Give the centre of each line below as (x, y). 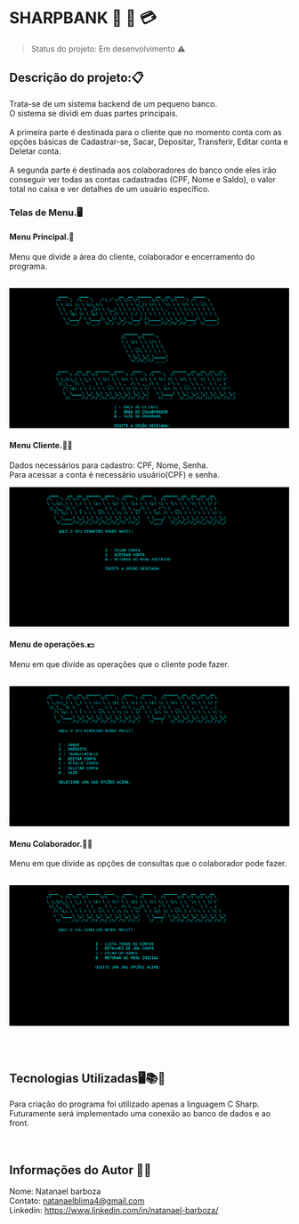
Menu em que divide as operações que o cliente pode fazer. (119, 664)
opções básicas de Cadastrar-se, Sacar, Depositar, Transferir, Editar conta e (149, 141)
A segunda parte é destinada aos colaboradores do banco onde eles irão (143, 170)
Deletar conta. (35, 151)
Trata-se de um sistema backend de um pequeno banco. (113, 103)
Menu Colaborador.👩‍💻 (51, 843)
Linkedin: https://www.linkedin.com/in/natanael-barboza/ (114, 1211)
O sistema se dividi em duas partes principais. (93, 113)
